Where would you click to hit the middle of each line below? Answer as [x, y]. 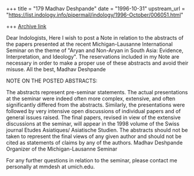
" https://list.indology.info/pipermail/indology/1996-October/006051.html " [95, 15]
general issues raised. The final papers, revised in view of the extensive [93, 117]
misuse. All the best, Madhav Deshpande [56, 69]
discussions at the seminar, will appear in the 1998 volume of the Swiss [93, 124]
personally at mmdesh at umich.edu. [51, 167]
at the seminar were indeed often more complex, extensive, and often [91, 98]
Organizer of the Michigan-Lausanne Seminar [62, 149]
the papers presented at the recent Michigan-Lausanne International [90, 44]
